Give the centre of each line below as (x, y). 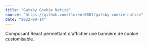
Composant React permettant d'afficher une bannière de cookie (72, 34)
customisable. (20, 39)
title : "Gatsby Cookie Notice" (38, 10)
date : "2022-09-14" (26, 19)
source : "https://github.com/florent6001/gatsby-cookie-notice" (74, 15)
